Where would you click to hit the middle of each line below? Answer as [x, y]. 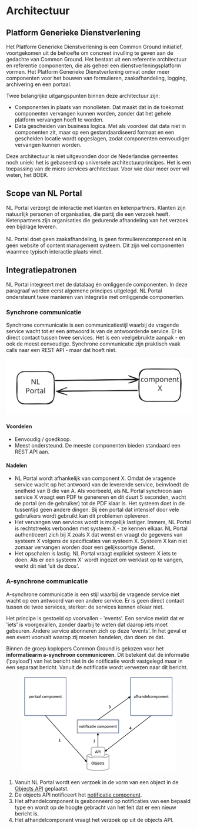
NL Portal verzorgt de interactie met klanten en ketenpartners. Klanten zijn [96, 208]
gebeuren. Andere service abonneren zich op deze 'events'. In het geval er [96, 631]
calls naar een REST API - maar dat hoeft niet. [61, 350]
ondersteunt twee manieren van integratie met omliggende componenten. [96, 297]
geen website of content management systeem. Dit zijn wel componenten [95, 245]
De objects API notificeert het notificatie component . [78, 795]
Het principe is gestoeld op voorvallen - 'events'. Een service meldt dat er [95, 618]
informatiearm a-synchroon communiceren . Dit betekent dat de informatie [98, 654]
